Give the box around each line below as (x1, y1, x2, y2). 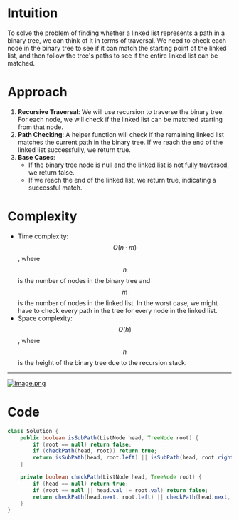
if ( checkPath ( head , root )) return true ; (33, 447, 158, 454)
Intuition (7, 5, 58, 21)
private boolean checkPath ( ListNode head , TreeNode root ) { (20, 474, 202, 481)
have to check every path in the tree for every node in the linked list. (17, 306, 218, 315)
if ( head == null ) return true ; (33, 480, 129, 487)
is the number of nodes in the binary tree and (17, 276, 151, 285)
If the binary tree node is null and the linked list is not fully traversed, (28, 160, 230, 169)
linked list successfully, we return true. (17, 145, 132, 154)
